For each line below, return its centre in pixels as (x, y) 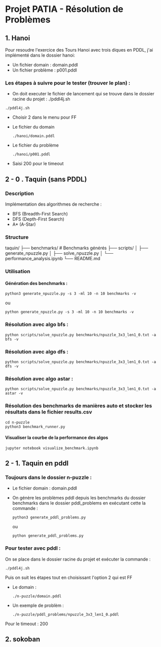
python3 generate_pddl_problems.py (49, 517)
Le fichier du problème (35, 145)
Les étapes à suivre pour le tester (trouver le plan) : (68, 83)
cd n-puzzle (17, 422)
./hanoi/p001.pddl (31, 154)
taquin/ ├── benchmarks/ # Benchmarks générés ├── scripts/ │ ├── (77, 248)
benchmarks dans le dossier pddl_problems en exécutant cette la (79, 503)
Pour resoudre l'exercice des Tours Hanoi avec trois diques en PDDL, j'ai (79, 50)
